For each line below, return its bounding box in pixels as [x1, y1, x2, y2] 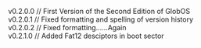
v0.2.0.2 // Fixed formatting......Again [8, 23, 127, 32]
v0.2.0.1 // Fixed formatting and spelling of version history [8, 15, 194, 24]
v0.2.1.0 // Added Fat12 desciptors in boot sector [8, 31, 164, 40]
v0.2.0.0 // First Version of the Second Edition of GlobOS [8, 7, 190, 15]
